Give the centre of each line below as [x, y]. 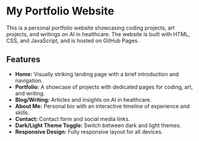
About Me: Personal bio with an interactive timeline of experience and [102, 106]
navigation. [29, 80]
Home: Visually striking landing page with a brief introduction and [97, 74]
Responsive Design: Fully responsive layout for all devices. [89, 131]
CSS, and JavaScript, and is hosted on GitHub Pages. [73, 40]
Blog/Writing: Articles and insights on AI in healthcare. [83, 99]
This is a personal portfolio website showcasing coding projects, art [91, 28]
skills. [22, 112]
